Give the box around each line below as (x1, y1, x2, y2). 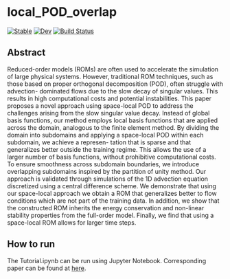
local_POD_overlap (7, 4, 117, 20)
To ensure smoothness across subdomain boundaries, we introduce (7, 159, 200, 168)
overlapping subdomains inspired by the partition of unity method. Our (7, 167, 207, 175)
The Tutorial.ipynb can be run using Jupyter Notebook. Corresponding (7, 256, 207, 265)
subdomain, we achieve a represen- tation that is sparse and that (7, 138, 192, 146)
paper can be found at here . (7, 264, 87, 272)
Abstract (7, 47, 46, 58)
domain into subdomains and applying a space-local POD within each (7, 131, 204, 139)
